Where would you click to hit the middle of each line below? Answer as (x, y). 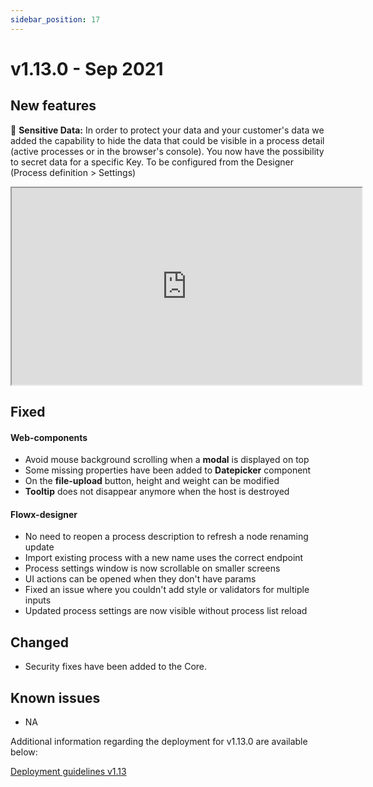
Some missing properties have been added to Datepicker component (168, 470)
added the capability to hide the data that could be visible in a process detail (167, 140)
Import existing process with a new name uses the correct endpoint (164, 558)
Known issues (55, 697)
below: (24, 752)
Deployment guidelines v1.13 (68, 772)
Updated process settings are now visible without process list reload (166, 611)
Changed (39, 642)
